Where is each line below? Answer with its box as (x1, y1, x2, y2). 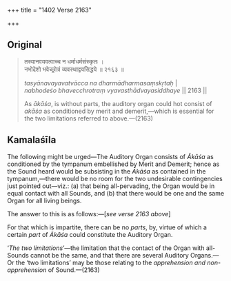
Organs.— (190, 251, 219, 259)
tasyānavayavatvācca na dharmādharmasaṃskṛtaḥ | (23, 79, 178, 87)
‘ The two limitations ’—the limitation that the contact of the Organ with (7, 244, 205, 252)
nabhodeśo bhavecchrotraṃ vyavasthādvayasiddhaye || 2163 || (23, 86, 208, 94)
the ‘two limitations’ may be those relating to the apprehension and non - (15, 258, 221, 267)
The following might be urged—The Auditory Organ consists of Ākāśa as (7, 152, 214, 160)
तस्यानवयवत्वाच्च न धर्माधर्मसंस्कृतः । (23, 57, 105, 65)
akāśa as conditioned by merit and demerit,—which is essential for (23, 107, 214, 115)
